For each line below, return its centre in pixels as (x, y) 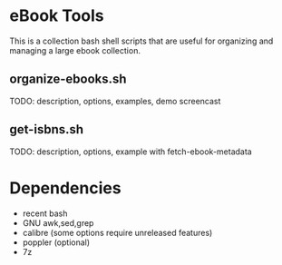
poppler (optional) (56, 242)
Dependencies (65, 188)
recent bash (45, 213)
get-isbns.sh (47, 129)
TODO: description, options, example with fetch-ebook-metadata (131, 152)
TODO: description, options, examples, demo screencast (115, 101)
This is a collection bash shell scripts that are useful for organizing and (141, 41)
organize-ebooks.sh (68, 79)
